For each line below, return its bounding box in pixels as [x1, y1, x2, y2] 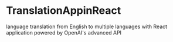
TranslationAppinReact [6, 4, 121, 17]
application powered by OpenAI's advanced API [6, 29, 122, 36]
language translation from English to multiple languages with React [6, 23, 168, 30]
